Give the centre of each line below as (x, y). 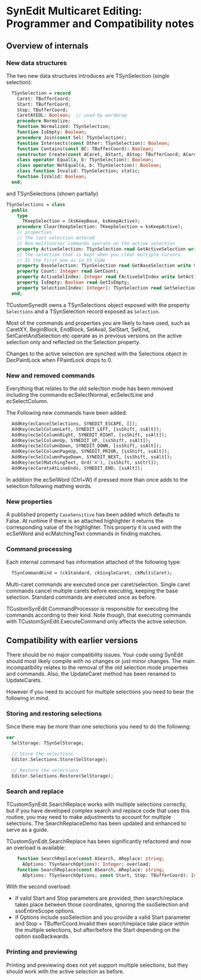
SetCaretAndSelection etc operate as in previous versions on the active (94, 336)
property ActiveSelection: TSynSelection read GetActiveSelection (101, 249)
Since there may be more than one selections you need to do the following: (99, 727)
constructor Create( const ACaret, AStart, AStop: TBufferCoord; (99, 154)
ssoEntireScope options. (45, 911)
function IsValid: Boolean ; (52, 176)
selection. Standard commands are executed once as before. (81, 597)
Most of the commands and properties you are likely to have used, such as (98, 323)
